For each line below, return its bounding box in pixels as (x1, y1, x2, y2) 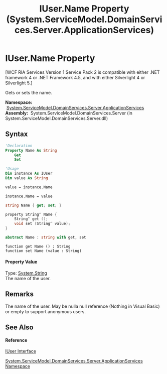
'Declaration (5, 143, 33, 148)
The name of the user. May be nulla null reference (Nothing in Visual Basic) (5, 303, 160, 309)
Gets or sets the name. (5, 89, 52, 95)
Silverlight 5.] (5, 80, 33, 86)
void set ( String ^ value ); (14, 221, 71, 226)
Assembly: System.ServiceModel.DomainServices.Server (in (5, 110, 133, 116)
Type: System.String (5, 270, 48, 276)
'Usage (5, 166, 19, 171)
